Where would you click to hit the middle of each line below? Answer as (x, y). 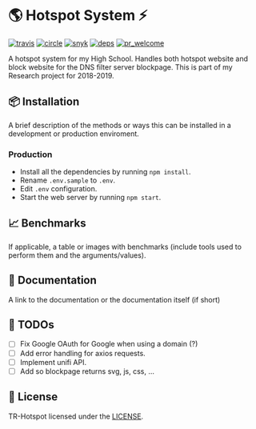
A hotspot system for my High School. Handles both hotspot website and (128, 58)
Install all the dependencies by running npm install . (105, 172)
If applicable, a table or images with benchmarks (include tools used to (125, 247)
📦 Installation (44, 102)
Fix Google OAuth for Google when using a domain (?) (109, 344)
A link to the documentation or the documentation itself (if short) (114, 299)
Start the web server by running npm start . (90, 198)
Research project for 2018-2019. (61, 75)
